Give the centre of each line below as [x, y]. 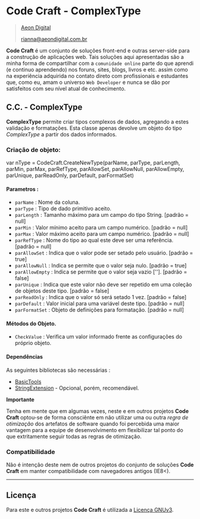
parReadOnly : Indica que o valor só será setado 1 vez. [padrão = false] [101, 297]
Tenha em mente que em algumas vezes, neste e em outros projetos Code [98, 411]
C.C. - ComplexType [44, 108]
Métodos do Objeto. [31, 324]
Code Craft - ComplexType [74, 11]
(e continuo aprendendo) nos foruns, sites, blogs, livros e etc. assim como [97, 69]
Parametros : [22, 189]
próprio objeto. [33, 343]
